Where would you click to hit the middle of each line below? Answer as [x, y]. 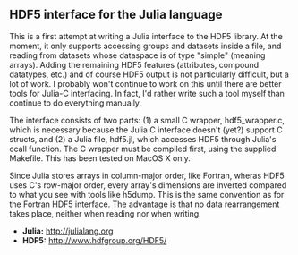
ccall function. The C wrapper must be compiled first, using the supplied [143, 149]
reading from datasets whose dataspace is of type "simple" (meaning [137, 55]
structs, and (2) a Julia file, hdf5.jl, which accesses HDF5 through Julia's [143, 139]
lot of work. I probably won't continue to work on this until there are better [145, 83]
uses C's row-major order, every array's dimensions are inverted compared [148, 185]
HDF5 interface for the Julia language [116, 15]
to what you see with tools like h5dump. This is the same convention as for [147, 194]
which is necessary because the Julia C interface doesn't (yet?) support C [146, 130]
